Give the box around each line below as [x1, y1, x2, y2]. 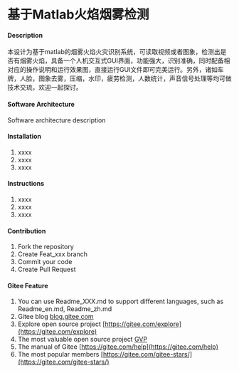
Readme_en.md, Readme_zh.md [17, 305, 112, 313]
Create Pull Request [17, 265, 76, 274]
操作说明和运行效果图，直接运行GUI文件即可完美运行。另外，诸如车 [26, 65, 224, 74]
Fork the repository [17, 243, 75, 251]
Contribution [7, 226, 46, 235]
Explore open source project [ [17, 320, 105, 328]
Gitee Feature [7, 281, 48, 290]
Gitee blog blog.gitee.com [17, 312, 94, 321]
